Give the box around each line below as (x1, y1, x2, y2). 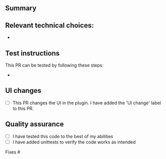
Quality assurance (5, 120, 64, 128)
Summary (5, 4, 37, 13)
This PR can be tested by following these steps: (5, 62, 104, 68)
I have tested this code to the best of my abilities (12, 133, 113, 139)
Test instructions (5, 49, 60, 57)
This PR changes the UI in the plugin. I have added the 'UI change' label (12, 100, 161, 106)
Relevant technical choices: (5, 21, 94, 30)
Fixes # (5, 149, 21, 155)
